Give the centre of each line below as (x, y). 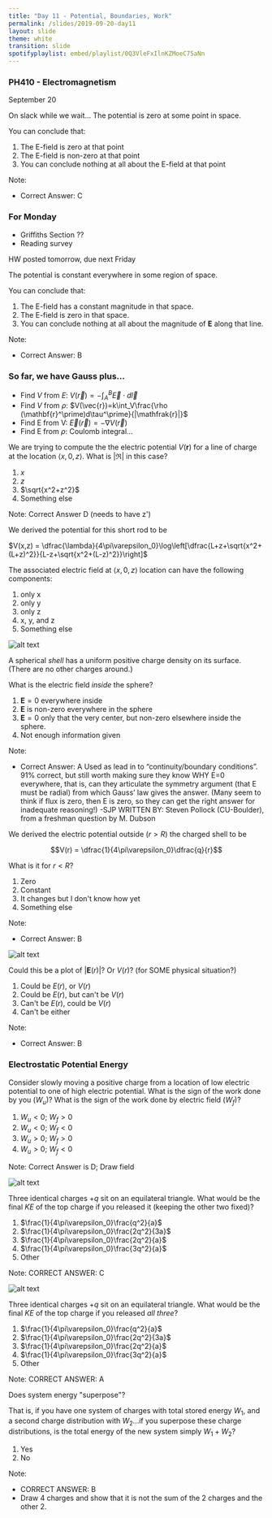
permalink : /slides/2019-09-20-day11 (72, 24)
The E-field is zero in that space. (75, 314)
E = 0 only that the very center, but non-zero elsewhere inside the (131, 718)
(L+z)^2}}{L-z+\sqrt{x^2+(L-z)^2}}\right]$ (78, 554)
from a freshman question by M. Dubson (88, 818)
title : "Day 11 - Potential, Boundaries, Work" (91, 16)
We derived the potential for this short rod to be (88, 530)
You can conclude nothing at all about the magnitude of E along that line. (142, 323)
